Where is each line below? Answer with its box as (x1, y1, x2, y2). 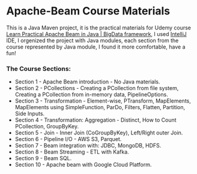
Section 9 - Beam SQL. (14, 155, 72, 162)
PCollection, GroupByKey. (14, 123, 79, 130)
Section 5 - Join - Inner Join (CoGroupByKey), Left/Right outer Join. (14, 129, 183, 136)
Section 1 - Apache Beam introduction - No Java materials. (14, 78, 160, 85)
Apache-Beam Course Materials (6, 4, 171, 18)
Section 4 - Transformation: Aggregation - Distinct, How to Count (14, 116, 177, 124)
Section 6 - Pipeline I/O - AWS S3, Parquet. (14, 136, 122, 143)
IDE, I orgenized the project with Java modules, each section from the (6, 37, 179, 44)
